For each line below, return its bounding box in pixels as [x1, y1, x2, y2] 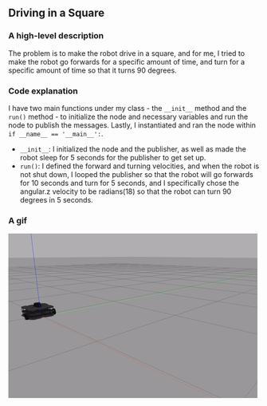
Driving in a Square [8, 6, 105, 20]
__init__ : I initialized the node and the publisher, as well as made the [19, 144, 247, 154]
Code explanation [8, 85, 78, 97]
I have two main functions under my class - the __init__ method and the [8, 103, 247, 112]
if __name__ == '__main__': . [8, 128, 104, 138]
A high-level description [8, 30, 104, 41]
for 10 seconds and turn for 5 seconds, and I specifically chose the [19, 178, 239, 187]
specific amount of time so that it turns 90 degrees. [8, 65, 177, 75]
